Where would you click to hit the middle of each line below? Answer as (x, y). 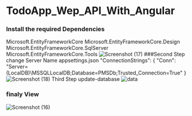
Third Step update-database (86, 79)
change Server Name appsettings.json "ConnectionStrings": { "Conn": (91, 60)
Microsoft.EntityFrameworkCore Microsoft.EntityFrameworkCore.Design (93, 42)
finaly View (23, 94)
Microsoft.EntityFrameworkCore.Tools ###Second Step (95, 54)
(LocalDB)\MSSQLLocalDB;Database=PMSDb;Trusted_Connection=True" (95, 73)
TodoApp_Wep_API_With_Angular (90, 11)
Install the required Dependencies (55, 29)
